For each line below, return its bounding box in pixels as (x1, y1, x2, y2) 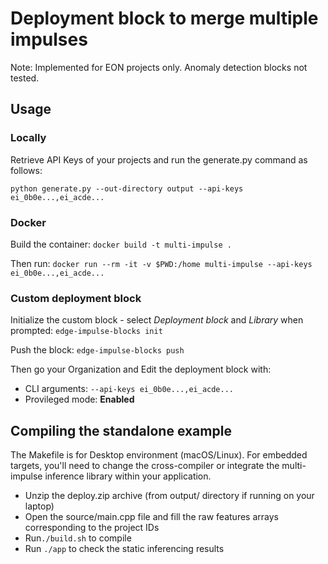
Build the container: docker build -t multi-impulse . (10, 238, 232, 250)
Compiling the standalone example (10, 422, 232, 439)
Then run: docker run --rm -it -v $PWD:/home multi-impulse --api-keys (10, 257, 313, 269)
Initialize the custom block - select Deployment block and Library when (10, 314, 304, 326)
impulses (10, 28, 88, 51)
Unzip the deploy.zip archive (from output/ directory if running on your (24, 490, 315, 502)
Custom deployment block (10, 291, 142, 305)
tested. (10, 72, 40, 84)
